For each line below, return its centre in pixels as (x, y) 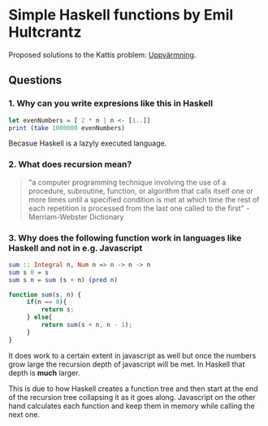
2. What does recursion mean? (70, 164)
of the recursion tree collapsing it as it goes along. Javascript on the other (132, 397)
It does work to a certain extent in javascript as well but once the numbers (132, 355)
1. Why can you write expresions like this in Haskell (111, 103)
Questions (35, 80)
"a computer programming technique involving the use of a (127, 182)
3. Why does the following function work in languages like (125, 237)
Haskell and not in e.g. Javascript (76, 248)
